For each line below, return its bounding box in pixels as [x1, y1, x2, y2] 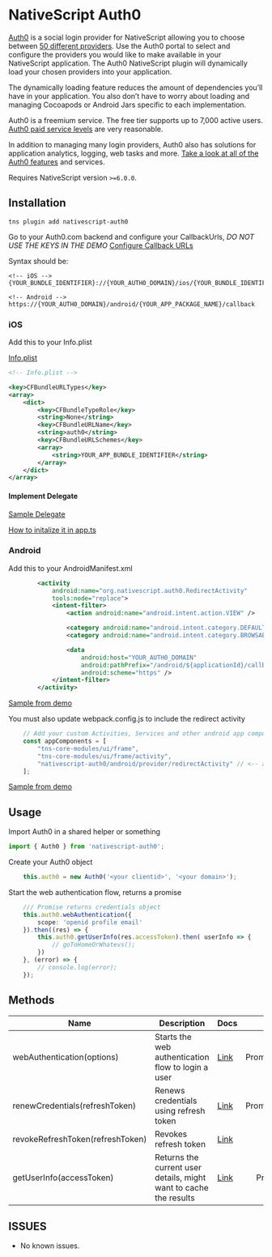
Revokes [155, 1128, 188, 1140]
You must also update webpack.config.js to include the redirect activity [8, 714, 245, 724]
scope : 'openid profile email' [37, 918, 143, 927]
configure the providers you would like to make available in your [8, 49, 222, 59]
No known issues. [19, 1241, 80, 1251]
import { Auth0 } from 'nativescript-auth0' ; [8, 842, 164, 851]
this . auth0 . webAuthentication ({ [23, 910, 132, 918]
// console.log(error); [37, 963, 117, 971]
